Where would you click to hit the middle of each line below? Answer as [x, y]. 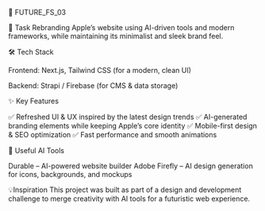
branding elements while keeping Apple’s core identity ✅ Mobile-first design [133, 126]
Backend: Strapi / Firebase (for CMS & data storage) [93, 86]
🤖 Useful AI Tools [36, 150]
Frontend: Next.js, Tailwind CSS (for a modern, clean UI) [100, 70]
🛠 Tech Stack [31, 52]
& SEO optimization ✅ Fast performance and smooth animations [113, 134]
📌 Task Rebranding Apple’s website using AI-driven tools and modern [121, 27]
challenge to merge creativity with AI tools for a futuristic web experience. [129, 199]
